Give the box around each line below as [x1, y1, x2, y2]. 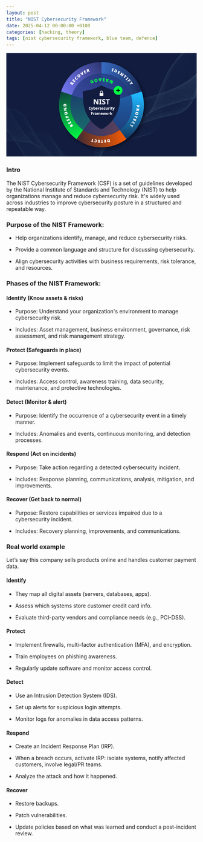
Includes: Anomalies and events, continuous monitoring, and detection [14, 430, 191, 437]
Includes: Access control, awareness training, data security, [14, 378, 164, 385]
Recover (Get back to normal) [6, 496, 82, 503]
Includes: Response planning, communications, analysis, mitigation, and [14, 475, 195, 483]
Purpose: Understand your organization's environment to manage [14, 308, 179, 315]
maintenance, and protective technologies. [14, 384, 122, 392]
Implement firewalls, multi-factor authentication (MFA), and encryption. [14, 641, 192, 648]
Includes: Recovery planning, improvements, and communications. [14, 527, 181, 535]
